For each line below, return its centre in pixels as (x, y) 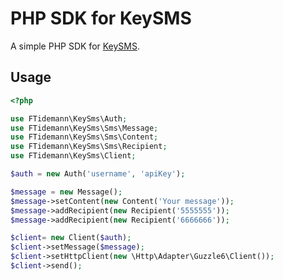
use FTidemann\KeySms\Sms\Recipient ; (89, 147)
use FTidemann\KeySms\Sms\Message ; (84, 128)
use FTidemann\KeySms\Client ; (73, 156)
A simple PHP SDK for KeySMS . (75, 46)
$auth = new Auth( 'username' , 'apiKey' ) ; (98, 174)
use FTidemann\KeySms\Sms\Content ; (84, 137)
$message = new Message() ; (66, 192)
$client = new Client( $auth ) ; (71, 238)
